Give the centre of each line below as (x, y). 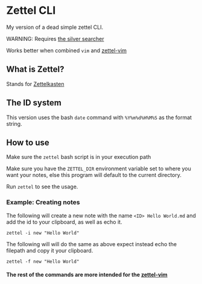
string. (14, 123)
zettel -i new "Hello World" (43, 233)
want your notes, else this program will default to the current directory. (94, 175)
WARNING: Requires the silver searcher (55, 39)
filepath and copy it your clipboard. (50, 250)
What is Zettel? (35, 69)
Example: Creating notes (43, 202)
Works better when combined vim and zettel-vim (67, 50)
